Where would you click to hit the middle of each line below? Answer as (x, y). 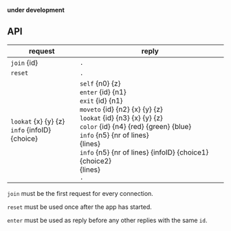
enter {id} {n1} (103, 92)
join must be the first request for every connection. (80, 193)
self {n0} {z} (100, 83)
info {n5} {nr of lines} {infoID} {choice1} (144, 152)
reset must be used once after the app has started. (80, 207)
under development (36, 10)
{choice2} (96, 161)
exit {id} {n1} (101, 101)
